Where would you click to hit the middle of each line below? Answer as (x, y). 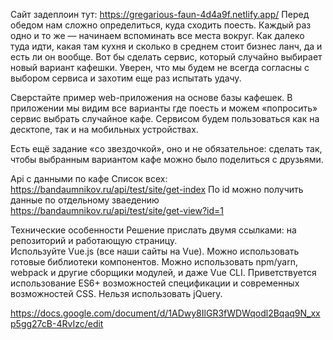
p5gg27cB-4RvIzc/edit (57, 323)
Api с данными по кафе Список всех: (89, 178)
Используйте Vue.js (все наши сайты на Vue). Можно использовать (155, 251)
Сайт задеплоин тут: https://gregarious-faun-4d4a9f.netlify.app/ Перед (160, 14)
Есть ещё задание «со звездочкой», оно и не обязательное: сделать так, (166, 148)
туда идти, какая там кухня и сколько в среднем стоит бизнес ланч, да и (166, 46)
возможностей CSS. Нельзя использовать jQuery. (116, 293)
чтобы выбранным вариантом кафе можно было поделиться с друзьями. (167, 159)
